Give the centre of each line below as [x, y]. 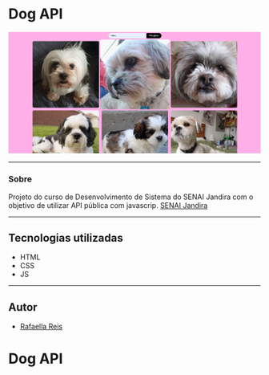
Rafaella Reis [41, 327]
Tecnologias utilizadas [66, 238]
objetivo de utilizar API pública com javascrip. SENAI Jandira [108, 205]
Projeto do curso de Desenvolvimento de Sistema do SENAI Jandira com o [131, 197]
